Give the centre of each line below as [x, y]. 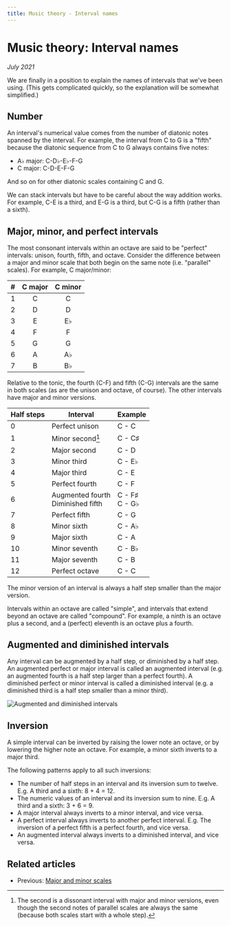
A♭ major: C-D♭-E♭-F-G [50, 161]
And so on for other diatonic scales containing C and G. [86, 182]
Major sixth [69, 537]
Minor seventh [75, 548]
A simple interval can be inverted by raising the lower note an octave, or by [113, 743]
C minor [68, 287]
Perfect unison [75, 426]
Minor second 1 [76, 438]
